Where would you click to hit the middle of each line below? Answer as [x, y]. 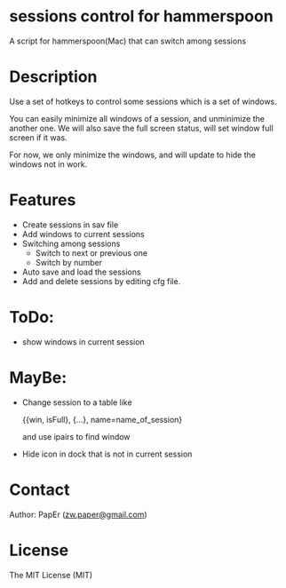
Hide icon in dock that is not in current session [107, 454]
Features [43, 200]
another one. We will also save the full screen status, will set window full [141, 128]
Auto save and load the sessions [81, 272]
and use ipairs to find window [76, 436]
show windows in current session [83, 342]
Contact [40, 489]
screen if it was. [39, 137]
